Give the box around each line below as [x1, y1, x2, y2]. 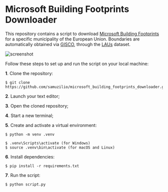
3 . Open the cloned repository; [5, 102, 68, 108]
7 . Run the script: [5, 172, 40, 178]
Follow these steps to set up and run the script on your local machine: [5, 60, 149, 66]
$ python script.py [5, 181, 46, 187]
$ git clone [5, 80, 30, 85]
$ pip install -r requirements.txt [5, 163, 79, 168]
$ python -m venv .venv [5, 131, 55, 137]
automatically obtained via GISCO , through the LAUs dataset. [5, 41, 131, 47]
